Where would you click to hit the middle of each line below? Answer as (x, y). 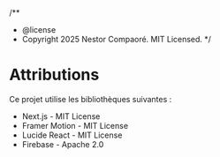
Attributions (54, 75)
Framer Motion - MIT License (75, 125)
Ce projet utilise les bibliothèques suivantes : (91, 99)
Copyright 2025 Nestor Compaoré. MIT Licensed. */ (117, 39)
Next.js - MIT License (61, 116)
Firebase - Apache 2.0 (63, 144)
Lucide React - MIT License (72, 135)
